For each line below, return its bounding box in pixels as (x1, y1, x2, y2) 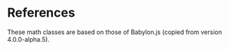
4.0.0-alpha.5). (7, 35, 50, 43)
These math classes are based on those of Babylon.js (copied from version (7, 28, 223, 36)
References (7, 5, 75, 21)
